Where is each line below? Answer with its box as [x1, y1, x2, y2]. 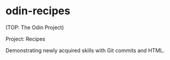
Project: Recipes [5, 35, 46, 42]
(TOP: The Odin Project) [5, 24, 65, 31]
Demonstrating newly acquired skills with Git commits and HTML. [5, 46, 165, 54]
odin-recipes [5, 4, 70, 18]
